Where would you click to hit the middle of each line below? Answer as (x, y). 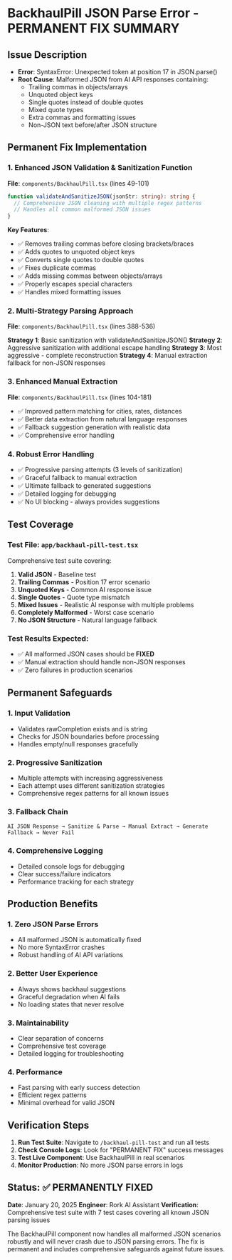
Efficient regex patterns (52, 1095)
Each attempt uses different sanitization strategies (91, 786)
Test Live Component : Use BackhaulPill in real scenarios (101, 1158)
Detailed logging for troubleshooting (71, 1053)
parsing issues (29, 1220)
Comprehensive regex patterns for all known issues (93, 794)
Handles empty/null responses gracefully (78, 744)
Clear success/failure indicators (64, 874)
